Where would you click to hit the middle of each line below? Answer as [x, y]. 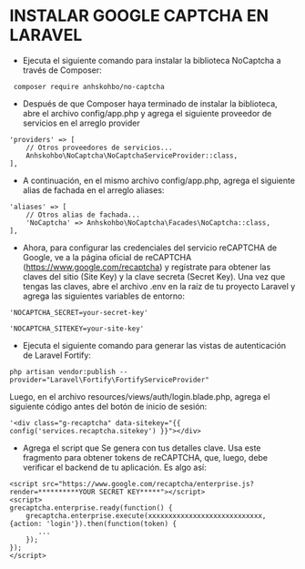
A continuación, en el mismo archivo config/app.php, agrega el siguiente [159, 180]
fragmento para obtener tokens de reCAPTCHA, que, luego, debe [145, 457]
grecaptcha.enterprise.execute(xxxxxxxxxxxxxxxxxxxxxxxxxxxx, [146, 515]
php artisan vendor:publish [63, 371]
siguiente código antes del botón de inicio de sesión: [108, 406]
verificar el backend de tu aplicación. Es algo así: [114, 467]
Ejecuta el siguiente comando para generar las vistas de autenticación [154, 345]
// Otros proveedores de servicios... [99, 147]
